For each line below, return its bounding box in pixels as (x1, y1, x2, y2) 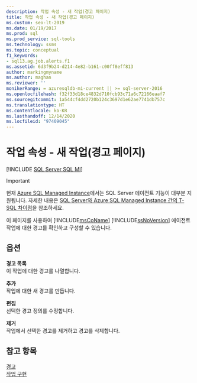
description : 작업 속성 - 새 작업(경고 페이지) (6, 8, 111, 15)
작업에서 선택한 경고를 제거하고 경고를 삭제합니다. (6, 327, 120, 334)
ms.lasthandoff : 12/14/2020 (6, 113, 76, 119)
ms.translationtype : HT (6, 102, 65, 108)
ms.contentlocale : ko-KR (6, 108, 67, 113)
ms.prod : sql (6, 31, 38, 37)
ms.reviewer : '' (6, 80, 46, 86)
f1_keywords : (6, 53, 38, 59)
